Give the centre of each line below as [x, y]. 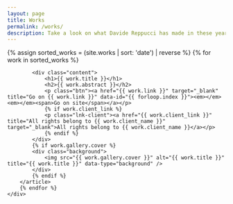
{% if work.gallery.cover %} [74, 146]
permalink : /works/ [35, 26]
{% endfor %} [38, 188]
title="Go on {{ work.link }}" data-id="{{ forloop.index [93, 97]
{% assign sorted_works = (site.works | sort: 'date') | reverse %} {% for [109, 53]
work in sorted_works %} [43, 60]
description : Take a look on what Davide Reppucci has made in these [110, 33]
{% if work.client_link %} [83, 109]
